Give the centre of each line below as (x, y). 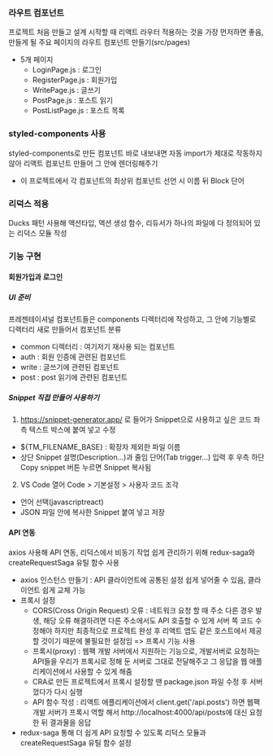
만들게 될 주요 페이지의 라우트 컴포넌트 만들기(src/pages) (100, 42)
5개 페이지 (37, 59)
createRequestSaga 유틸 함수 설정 (76, 742)
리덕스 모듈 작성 (42, 233)
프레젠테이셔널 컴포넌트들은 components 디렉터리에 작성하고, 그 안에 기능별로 (132, 319)
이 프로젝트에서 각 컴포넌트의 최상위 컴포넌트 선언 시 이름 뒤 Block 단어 (132, 180)
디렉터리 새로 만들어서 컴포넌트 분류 (65, 330)
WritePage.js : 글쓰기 (67, 90)
